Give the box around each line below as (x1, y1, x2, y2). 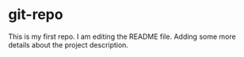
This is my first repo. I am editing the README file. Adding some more (8, 32, 236, 41)
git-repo (8, 6, 63, 24)
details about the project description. (8, 40, 129, 49)
